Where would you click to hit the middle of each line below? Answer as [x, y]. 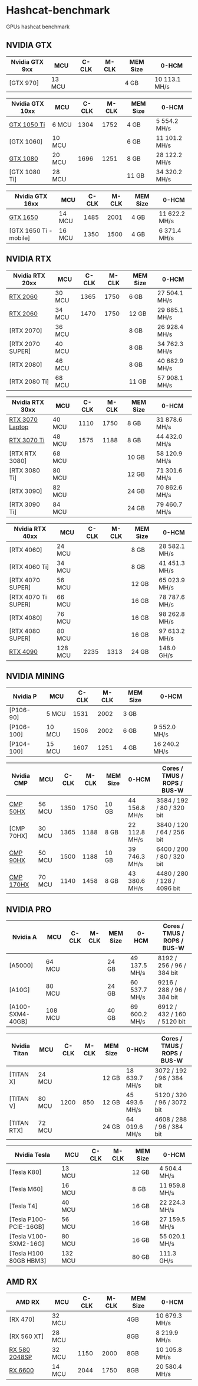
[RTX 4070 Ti [28, 597]
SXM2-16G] [27, 1244]
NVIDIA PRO [29, 909]
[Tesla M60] [26, 1189]
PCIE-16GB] [27, 1227]
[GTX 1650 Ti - [31, 230]
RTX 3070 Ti [27, 440]
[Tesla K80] [26, 1172]
